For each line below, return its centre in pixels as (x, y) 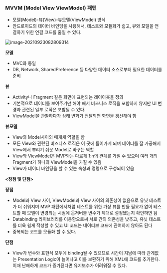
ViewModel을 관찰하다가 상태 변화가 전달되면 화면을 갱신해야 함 (75, 116)
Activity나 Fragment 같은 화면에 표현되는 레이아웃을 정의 (68, 97)
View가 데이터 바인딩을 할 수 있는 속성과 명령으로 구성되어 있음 (73, 168)
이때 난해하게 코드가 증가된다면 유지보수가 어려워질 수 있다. (70, 265)
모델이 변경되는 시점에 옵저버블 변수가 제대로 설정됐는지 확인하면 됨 (92, 213)
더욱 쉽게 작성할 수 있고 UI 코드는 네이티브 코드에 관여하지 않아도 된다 (85, 225)
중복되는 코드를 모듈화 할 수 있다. (44, 232)
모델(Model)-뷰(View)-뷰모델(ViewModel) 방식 (59, 20)
